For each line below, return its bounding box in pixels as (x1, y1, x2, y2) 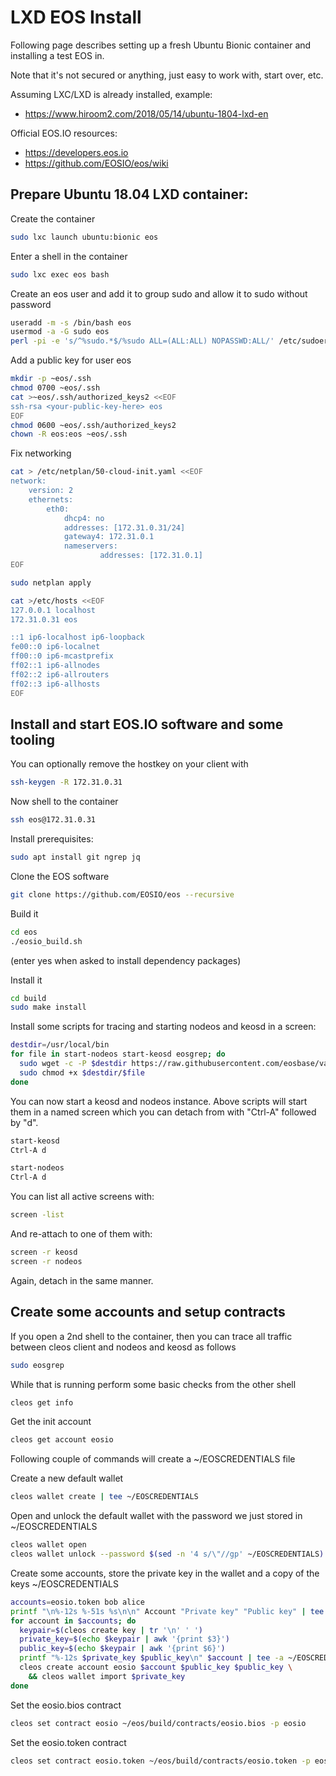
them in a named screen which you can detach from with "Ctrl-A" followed (10, 1106, 317, 1118)
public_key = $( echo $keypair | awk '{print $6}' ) (19, 1644, 226, 1654)
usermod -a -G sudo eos (10, 327, 110, 337)
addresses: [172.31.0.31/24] (63, 522, 186, 533)
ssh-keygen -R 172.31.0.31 (10, 777, 123, 788)
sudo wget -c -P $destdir (19, 1059, 128, 1069)
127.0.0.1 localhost (10, 605, 97, 615)
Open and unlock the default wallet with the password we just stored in (10, 1510, 303, 1522)
